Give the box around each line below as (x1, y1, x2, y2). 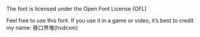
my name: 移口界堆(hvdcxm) (6, 24, 79, 31)
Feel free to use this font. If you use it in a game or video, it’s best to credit (6, 17, 194, 24)
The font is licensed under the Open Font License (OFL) (6, 5, 147, 12)
